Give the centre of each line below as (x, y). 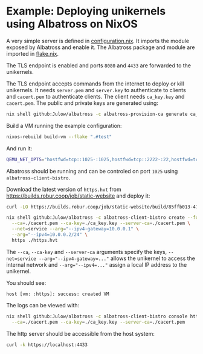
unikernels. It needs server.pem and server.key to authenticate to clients (96, 90)
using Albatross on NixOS (72, 24)
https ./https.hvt (35, 240)
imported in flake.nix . (33, 53)
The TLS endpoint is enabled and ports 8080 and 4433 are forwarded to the (99, 65)
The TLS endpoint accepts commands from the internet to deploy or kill (95, 84)
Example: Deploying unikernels (86, 11)
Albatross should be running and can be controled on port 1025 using (92, 171)
